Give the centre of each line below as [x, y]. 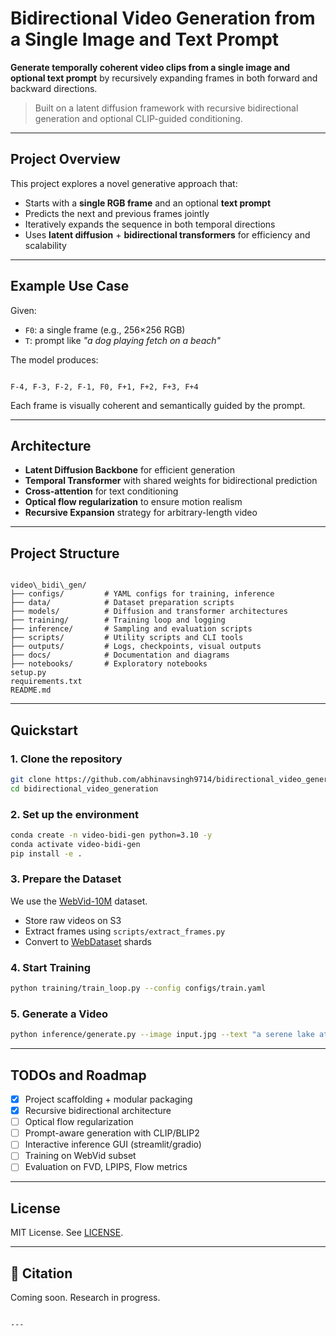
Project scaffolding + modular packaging [108, 1099]
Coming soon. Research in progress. [85, 1298]
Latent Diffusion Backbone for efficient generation [129, 470]
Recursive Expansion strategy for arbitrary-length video [141, 513]
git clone [31, 779]
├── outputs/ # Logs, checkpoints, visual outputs [136, 647]
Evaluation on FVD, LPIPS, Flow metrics [106, 1167]
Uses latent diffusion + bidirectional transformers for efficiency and [167, 234]
